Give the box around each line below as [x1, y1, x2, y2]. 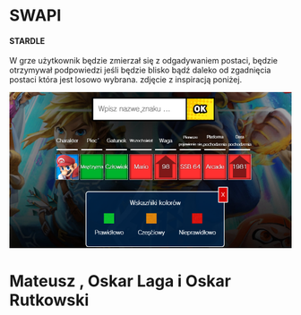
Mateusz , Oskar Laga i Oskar [9, 271, 231, 292]
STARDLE [9, 35, 46, 46]
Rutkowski [9, 290, 90, 311]
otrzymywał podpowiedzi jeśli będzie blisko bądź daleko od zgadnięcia [9, 64, 271, 76]
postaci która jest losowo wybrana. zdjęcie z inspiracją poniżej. [9, 74, 243, 85]
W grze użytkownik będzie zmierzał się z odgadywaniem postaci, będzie [9, 55, 279, 66]
